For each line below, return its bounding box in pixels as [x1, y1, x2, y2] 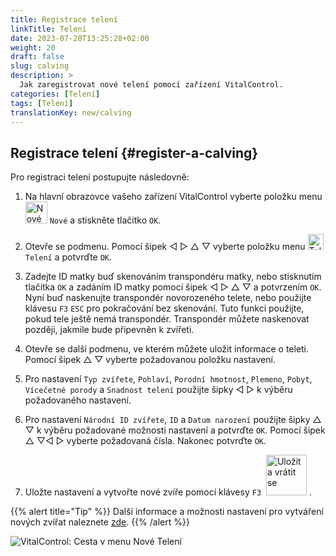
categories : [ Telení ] [10, 89, 101, 99]
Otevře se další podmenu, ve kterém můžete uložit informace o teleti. [24, 343, 310, 355]
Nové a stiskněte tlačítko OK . [49, 214, 162, 226]
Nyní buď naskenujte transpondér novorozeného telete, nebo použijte [24, 292, 312, 304]
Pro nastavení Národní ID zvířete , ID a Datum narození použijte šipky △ [24, 414, 322, 426]
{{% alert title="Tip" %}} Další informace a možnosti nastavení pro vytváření [10, 506, 324, 518]
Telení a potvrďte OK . [24, 251, 113, 263]
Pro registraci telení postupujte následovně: [10, 171, 190, 183]
